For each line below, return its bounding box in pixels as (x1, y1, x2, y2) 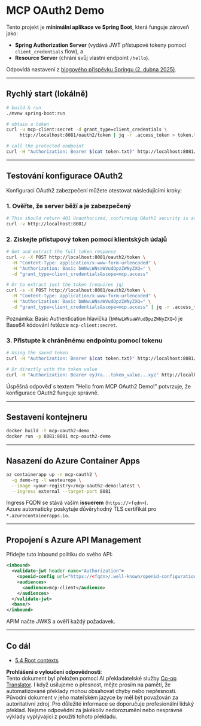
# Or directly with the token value (6, 366, 98, 372)
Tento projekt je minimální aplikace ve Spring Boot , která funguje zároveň (6, 23, 190, 31)
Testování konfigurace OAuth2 (6, 171, 123, 181)
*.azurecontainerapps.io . (6, 512, 70, 519)
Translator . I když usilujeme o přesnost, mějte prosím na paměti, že (6, 681, 171, 688)
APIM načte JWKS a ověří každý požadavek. (6, 618, 115, 625)
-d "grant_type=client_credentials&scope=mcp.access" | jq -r (11, 304, 170, 310)
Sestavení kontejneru (6, 412, 88, 422)
